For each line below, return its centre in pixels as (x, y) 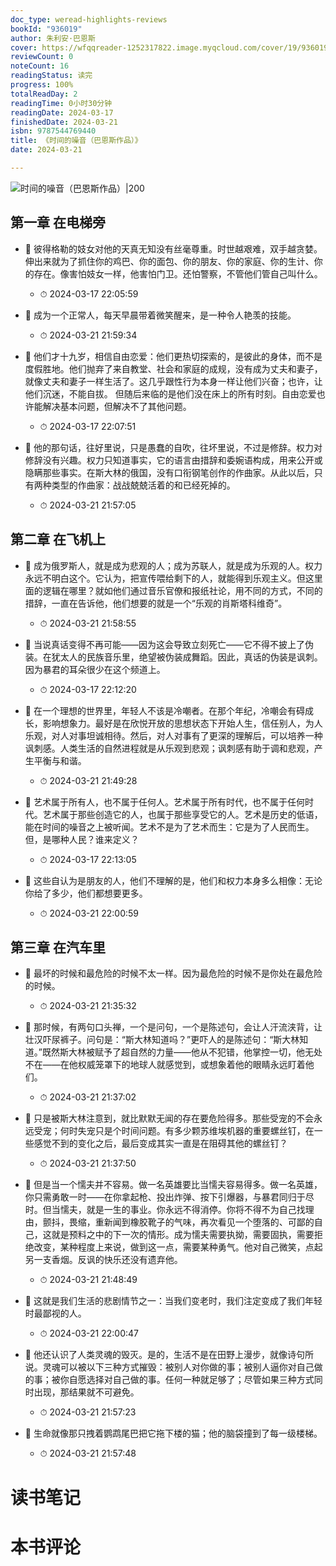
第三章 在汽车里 (58, 947)
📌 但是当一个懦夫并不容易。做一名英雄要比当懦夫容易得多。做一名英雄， (173, 1185)
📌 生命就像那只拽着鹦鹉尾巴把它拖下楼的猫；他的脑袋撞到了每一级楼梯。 (173, 1433)
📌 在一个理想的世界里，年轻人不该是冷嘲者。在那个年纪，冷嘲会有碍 (164, 710)
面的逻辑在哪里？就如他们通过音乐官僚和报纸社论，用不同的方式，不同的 (173, 590)
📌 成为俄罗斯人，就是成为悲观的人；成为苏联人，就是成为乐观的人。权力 (173, 565)
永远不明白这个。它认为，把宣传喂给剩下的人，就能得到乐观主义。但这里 (173, 578)
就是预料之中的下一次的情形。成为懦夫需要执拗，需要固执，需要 (183, 1235)
